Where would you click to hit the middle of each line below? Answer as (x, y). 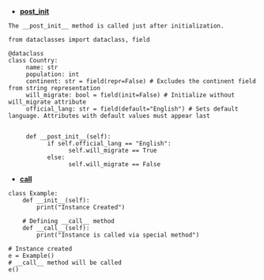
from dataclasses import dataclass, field (79, 40)
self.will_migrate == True (113, 150)
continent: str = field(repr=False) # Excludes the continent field (141, 81)
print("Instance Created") (81, 207)
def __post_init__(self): (68, 137)
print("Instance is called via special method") (118, 235)
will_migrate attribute (47, 102)
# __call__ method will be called (65, 263)
